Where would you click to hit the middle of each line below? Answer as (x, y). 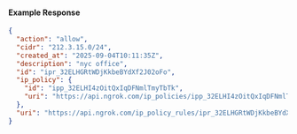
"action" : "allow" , (52, 40)
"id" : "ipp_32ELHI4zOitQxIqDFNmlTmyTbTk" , (104, 88)
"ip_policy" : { (44, 80)
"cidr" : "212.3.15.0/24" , (64, 47)
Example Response (44, 12)
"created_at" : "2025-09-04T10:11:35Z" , (90, 56)
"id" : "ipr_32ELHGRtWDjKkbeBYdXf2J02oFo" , (96, 72)
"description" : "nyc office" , (72, 63)
